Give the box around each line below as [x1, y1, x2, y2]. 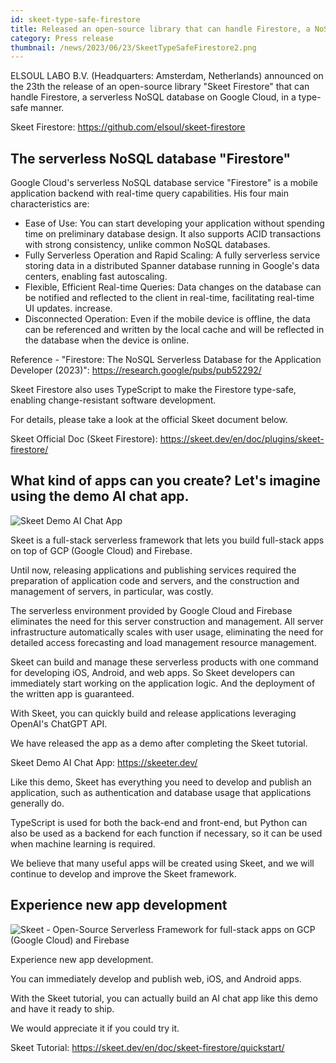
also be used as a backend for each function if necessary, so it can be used [10, 827, 323, 839]
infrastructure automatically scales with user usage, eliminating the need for [10, 626, 324, 638]
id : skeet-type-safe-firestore [10, 14, 141, 25]
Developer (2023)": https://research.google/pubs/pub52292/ [10, 364, 262, 376]
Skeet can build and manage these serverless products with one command [10, 656, 319, 668]
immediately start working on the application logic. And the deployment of [10, 677, 316, 689]
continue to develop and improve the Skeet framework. [10, 867, 237, 880]
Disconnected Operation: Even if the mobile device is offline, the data [24, 313, 311, 325]
